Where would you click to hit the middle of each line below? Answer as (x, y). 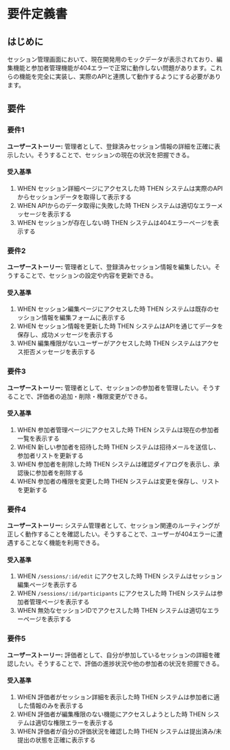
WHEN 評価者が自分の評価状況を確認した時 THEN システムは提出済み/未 (119, 731)
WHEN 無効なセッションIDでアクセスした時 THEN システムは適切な (112, 611)
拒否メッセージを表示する (59, 352)
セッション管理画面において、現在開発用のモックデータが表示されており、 (112, 59)
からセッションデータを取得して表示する (74, 197)
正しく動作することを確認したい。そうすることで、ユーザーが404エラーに (112, 534)
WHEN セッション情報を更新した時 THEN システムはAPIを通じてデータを (120, 326)
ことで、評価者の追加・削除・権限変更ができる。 (82, 396)
